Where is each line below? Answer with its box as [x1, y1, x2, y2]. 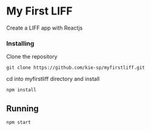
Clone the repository [6, 53, 58, 60]
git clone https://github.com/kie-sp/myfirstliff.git [6, 65, 146, 71]
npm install [6, 87, 36, 93]
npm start [6, 120, 32, 126]
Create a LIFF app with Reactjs [6, 24, 83, 31]
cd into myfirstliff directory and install [6, 75, 100, 83]
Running [6, 103, 39, 113]
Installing [6, 39, 35, 48]
